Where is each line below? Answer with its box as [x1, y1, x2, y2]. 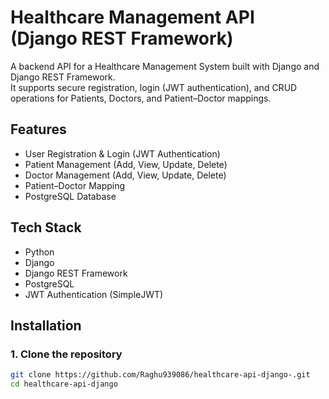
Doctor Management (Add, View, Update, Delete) [24, 169, 227, 181]
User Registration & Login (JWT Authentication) [24, 147, 221, 160]
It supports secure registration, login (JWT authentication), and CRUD [10, 81, 298, 93]
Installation [10, 317, 82, 334]
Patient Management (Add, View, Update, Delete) [24, 158, 228, 170]
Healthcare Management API [10, 6, 255, 29]
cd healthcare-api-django [10, 379, 118, 390]
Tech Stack [10, 219, 82, 236]
